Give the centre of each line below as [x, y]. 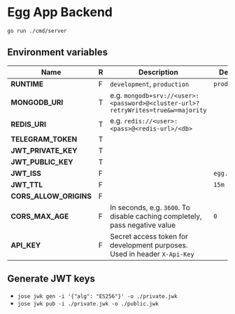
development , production [149, 83]
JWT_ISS [26, 173]
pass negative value [143, 225]
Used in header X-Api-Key [152, 254]
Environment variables [58, 52]
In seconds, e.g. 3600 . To [150, 207]
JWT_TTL [27, 184]
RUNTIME [27, 83]
